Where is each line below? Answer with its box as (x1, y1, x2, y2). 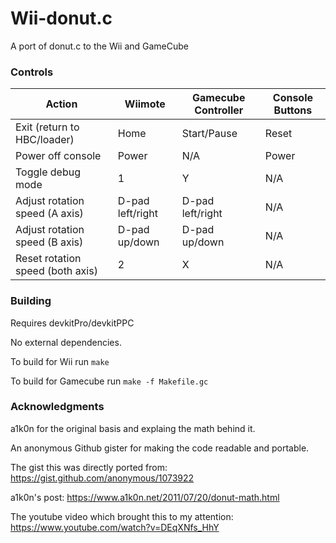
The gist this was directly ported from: (10, 461, 168, 473)
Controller (194, 103, 244, 117)
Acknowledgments (10, 400, 105, 414)
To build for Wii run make (10, 355, 110, 367)
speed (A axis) (15, 207, 84, 221)
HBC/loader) (15, 133, 75, 147)
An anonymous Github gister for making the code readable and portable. (10, 442, 310, 454)
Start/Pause (181, 127, 238, 141)
